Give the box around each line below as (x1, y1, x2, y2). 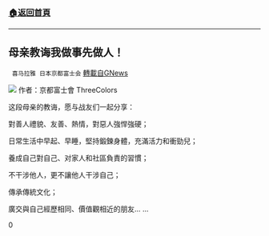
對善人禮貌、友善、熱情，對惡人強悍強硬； (8, 119, 149, 129)
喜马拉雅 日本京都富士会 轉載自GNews (11, 68, 128, 78)
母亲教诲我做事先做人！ (8, 46, 124, 59)
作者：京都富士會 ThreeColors (18, 86, 118, 95)
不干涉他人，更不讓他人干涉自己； (8, 170, 121, 180)
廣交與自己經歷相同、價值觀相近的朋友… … (8, 204, 150, 214)
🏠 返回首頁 (8, 6, 51, 18)
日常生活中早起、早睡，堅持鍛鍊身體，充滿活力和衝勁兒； (8, 136, 198, 146)
